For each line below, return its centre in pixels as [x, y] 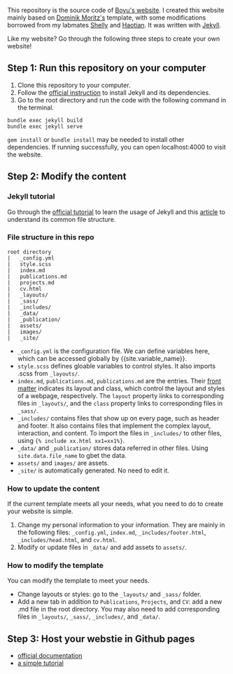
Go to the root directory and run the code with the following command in [121, 100]
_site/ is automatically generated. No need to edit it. [93, 470]
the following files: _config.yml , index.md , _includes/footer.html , [112, 532]
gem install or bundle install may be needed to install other [96, 139]
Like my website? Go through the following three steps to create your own [114, 39]
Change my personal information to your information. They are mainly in [121, 525]
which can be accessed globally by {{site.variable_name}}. [102, 358]
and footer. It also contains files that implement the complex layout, [114, 425]
